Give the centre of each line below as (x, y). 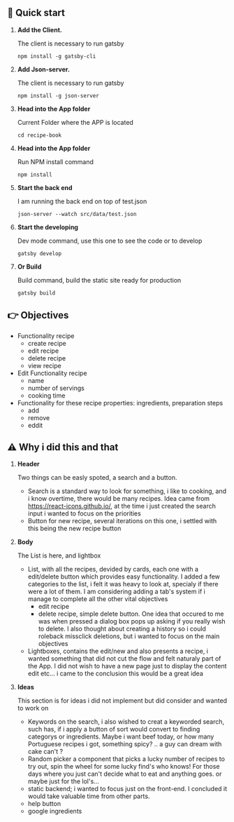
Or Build (29, 267)
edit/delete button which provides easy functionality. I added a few (124, 577)
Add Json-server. (43, 69)
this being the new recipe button (74, 528)
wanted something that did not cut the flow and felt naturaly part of (124, 659)
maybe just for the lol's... (63, 781)
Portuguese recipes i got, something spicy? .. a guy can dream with (125, 744)
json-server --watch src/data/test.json (77, 214)
